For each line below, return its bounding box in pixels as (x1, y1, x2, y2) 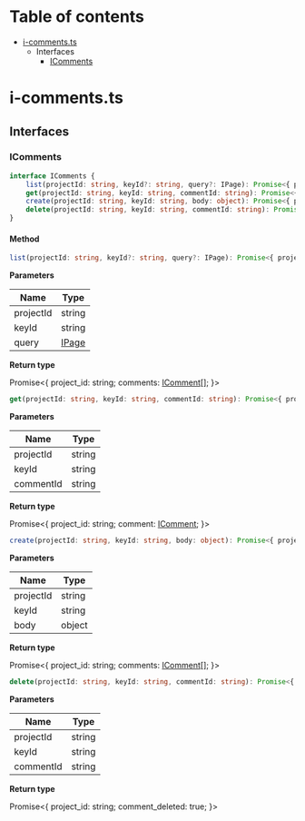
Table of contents (9, 6, 145, 27)
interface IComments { (9, 171, 95, 181)
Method (9, 233, 40, 244)
